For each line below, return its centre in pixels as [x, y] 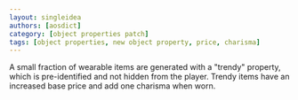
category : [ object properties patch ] [79, 34]
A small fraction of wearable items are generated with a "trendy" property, [145, 67]
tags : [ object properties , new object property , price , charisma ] [135, 42]
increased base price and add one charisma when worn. [113, 86]
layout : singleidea [45, 17]
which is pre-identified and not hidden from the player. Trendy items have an [149, 77]
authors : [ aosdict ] [45, 26]
